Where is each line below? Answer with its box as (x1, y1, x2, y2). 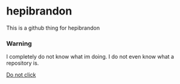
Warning (6, 39, 32, 48)
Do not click (6, 71, 36, 79)
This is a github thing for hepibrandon (6, 24, 100, 31)
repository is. (6, 59, 39, 67)
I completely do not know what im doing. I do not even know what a (6, 53, 174, 60)
